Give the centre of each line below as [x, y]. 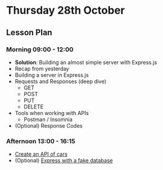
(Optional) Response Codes [48, 125]
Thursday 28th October [65, 10]
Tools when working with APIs [52, 113]
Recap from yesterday [42, 69]
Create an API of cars [41, 154]
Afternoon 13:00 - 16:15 [41, 141]
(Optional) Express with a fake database [64, 160]
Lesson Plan [29, 33]
